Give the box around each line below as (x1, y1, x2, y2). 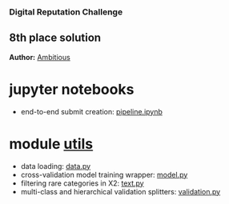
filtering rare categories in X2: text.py (20, 178, 144, 188)
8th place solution (9, 31, 102, 45)
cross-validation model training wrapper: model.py (20, 170, 188, 179)
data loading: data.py (20, 161, 91, 170)
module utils (9, 134, 94, 153)
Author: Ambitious (9, 52, 70, 62)
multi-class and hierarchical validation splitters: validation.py (20, 186, 221, 196)
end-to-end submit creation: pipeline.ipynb (20, 106, 163, 116)
